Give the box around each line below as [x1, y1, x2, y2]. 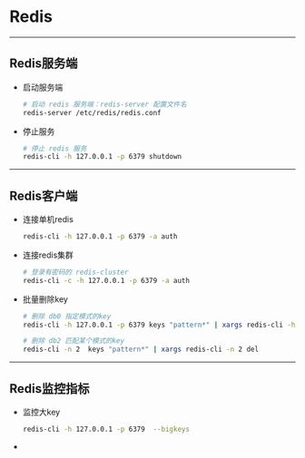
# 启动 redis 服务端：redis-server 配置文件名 [22, 100, 188, 109]
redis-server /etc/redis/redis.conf [22, 108, 162, 117]
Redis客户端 [9, 188, 78, 203]
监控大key [22, 406, 61, 417]
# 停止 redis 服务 [22, 143, 87, 153]
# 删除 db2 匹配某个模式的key [22, 336, 125, 346]
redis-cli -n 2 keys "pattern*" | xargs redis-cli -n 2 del [22, 345, 260, 355]
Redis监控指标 [9, 381, 90, 396]
